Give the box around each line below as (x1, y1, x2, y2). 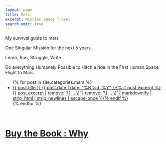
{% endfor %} (12, 101, 42, 107)
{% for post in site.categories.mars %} (12, 79, 92, 85)
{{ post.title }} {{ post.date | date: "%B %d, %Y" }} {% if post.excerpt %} (12, 85, 161, 91)
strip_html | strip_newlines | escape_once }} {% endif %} (12, 95, 129, 101)
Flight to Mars (5, 70, 34, 76)
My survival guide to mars (5, 35, 59, 41)
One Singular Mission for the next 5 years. (5, 45, 92, 51)
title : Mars (5, 12, 30, 17)
